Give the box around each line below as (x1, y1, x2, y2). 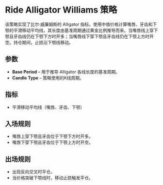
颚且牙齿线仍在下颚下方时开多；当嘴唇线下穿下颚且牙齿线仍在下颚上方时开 (5, 33, 154, 39)
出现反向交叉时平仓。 (12, 169, 55, 175)
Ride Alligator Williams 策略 (5, 4, 117, 15)
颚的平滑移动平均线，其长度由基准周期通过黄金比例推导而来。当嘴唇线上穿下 (5, 27, 158, 33)
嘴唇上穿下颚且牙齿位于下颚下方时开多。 (12, 134, 93, 139)
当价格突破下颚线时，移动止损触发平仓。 (12, 175, 93, 181)
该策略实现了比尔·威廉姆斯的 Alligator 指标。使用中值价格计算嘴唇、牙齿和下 (5, 21, 157, 27)
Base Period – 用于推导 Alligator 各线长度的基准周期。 (12, 69, 120, 75)
